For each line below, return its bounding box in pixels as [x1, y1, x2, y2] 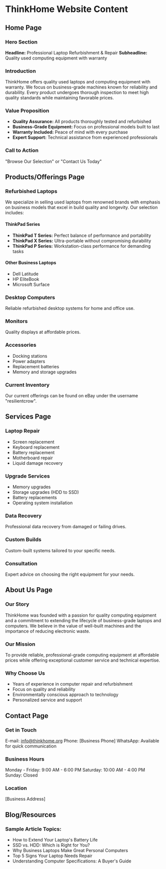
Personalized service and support [12, 697, 82, 703]
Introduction [5, 67, 36, 74]
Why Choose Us [5, 670, 45, 677]
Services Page [5, 412, 51, 421]
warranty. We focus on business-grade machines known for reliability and [5, 84, 157, 90]
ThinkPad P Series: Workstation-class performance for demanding [12, 243, 151, 249]
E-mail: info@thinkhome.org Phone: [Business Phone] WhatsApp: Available [5, 738, 159, 744]
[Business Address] [5, 796, 46, 802]
